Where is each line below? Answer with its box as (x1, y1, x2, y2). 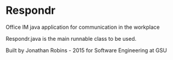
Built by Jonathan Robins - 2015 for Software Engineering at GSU (5, 46, 167, 54)
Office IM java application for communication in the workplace (5, 23, 160, 31)
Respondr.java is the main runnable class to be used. (5, 35, 137, 42)
